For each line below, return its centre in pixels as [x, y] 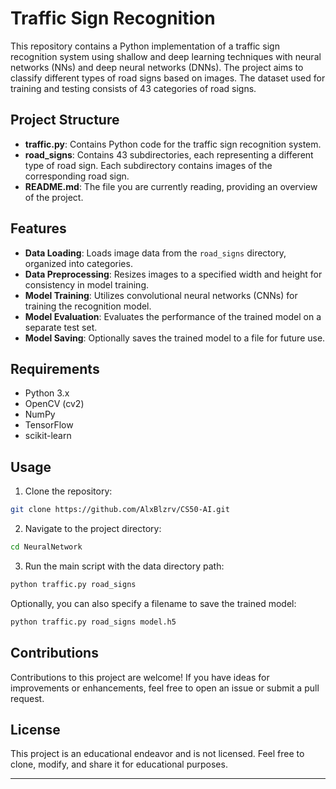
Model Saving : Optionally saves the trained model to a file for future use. [175, 338]
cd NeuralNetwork [46, 547]
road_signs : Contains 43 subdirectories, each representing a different [169, 154]
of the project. [54, 197]
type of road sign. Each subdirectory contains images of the [148, 165]
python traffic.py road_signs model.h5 [93, 622]
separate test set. [61, 327]
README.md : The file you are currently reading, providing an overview [171, 186]
